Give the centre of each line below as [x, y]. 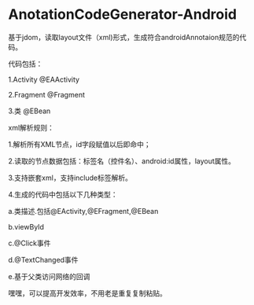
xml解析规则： [31, 127]
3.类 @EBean [29, 111]
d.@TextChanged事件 [43, 259]
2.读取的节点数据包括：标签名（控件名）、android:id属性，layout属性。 [122, 161]
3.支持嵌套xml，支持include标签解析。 [70, 178]
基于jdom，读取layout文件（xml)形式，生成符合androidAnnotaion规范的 [124, 37]
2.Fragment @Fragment [46, 94]
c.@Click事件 [29, 243]
